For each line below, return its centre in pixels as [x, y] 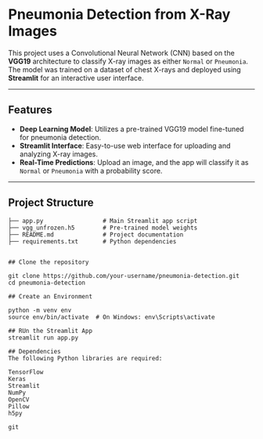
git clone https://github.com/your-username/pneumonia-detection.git [124, 276]
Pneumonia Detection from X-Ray [119, 15]
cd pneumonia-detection [47, 283]
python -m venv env [40, 310]
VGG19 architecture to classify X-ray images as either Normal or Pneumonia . [128, 61]
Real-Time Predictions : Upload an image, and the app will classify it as [134, 162]
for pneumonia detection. [60, 137]
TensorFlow [26, 372]
